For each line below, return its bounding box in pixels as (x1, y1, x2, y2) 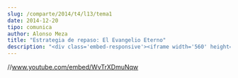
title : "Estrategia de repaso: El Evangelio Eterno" (7, 37, 166, 44)
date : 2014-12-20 (7, 17, 59, 24)
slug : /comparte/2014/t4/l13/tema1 (7, 10, 113, 18)
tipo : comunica (7, 23, 52, 30)
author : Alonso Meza (7, 30, 69, 38)
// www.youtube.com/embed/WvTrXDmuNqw (7, 63, 139, 71)
